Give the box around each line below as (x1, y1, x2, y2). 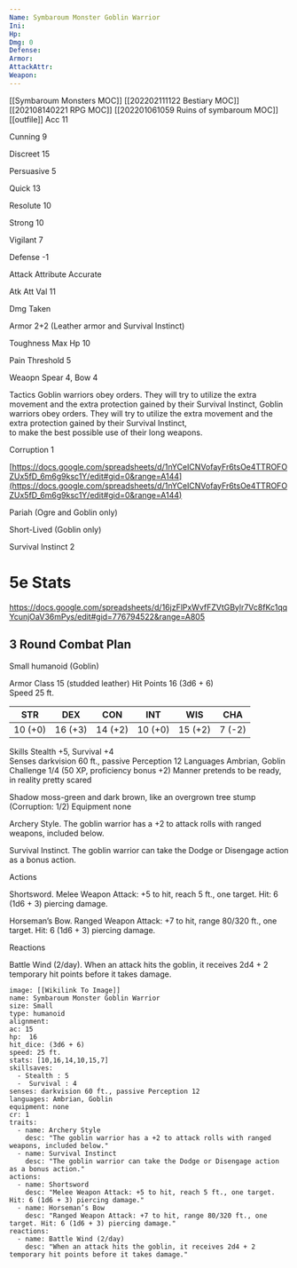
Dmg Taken (9, 303, 51, 313)
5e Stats (9, 572, 72, 592)
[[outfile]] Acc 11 (9, 114, 69, 124)
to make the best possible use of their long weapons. (9, 427, 203, 438)
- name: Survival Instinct (17, 1149, 117, 1158)
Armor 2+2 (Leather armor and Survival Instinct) (9, 321, 185, 331)
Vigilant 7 (9, 234, 43, 245)
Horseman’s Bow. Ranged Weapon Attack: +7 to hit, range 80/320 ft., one (9, 915, 277, 926)
